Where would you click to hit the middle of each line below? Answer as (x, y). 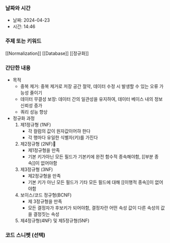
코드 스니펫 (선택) (25, 235)
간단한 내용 (18, 68)
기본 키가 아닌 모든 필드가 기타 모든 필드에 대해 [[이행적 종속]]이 (91, 182)
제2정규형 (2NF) (38, 144)
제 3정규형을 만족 (45, 201)
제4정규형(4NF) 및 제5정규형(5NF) (55, 220)
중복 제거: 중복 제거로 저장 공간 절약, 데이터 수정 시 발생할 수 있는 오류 (89, 86)
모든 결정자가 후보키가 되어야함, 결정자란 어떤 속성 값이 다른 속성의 (94, 208)
